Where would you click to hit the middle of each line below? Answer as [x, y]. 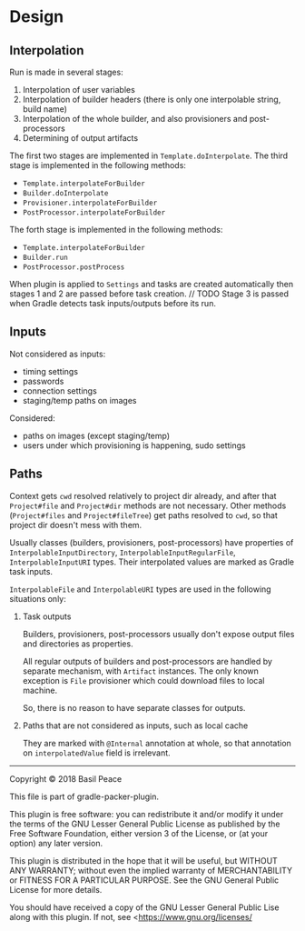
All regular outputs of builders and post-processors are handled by [147, 661]
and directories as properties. [78, 644]
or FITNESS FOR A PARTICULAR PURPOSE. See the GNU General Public [144, 880]
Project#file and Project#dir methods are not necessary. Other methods [148, 506]
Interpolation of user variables [79, 90]
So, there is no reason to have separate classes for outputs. [134, 707]
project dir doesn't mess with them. [76, 525]
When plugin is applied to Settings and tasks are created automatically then [151, 284]
